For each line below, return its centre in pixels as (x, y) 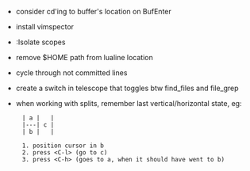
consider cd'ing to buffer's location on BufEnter (94, 11)
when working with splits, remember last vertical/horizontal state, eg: (129, 103)
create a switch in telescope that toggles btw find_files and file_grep (127, 88)
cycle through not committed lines (71, 73)
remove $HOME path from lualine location (84, 57)
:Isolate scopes (40, 42)
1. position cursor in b (63, 146)
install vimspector (44, 27)
